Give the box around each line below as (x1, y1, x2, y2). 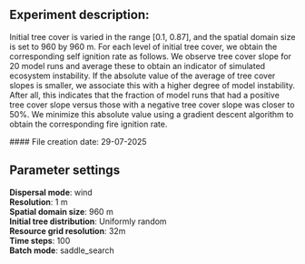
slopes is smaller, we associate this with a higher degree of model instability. (9, 79, 296, 90)
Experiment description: (9, 7, 150, 23)
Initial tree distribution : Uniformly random (9, 216, 167, 227)
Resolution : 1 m (9, 196, 68, 208)
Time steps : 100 (9, 235, 71, 246)
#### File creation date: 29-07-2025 (9, 136, 147, 147)
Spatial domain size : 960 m (9, 206, 113, 217)
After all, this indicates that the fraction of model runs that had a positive (9, 89, 280, 100)
